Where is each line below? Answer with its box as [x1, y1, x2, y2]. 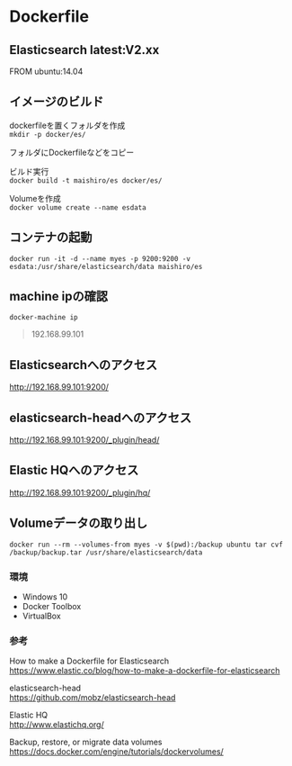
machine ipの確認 [9, 289, 108, 304]
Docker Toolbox [22, 600, 82, 611]
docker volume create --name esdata [9, 203, 146, 212]
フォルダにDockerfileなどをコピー [9, 147, 135, 158]
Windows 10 [22, 591, 68, 602]
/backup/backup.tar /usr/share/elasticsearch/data [9, 547, 203, 557]
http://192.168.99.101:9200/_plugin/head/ [9, 435, 160, 446]
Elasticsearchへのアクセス [9, 357, 158, 373]
